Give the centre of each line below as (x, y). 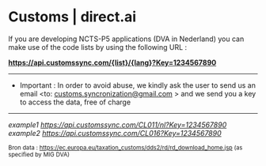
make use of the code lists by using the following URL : (98, 47)
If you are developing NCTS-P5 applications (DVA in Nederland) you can (126, 39)
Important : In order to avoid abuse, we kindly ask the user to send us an (137, 85)
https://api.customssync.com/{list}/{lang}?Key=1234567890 (112, 62)
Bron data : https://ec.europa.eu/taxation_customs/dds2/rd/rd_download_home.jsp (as (125, 147)
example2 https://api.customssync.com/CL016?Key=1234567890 (115, 133)
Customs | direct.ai (72, 17)
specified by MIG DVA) (39, 154)
